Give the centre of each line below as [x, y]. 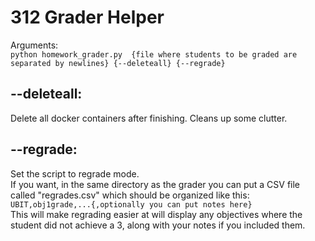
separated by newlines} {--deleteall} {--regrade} [118, 63]
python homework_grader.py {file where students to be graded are [154, 54]
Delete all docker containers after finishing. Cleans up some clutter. [149, 118]
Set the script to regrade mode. [75, 173]
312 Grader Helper [87, 17]
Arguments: [34, 45]
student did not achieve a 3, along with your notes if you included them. [158, 225]
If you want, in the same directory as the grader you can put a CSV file [155, 184]
